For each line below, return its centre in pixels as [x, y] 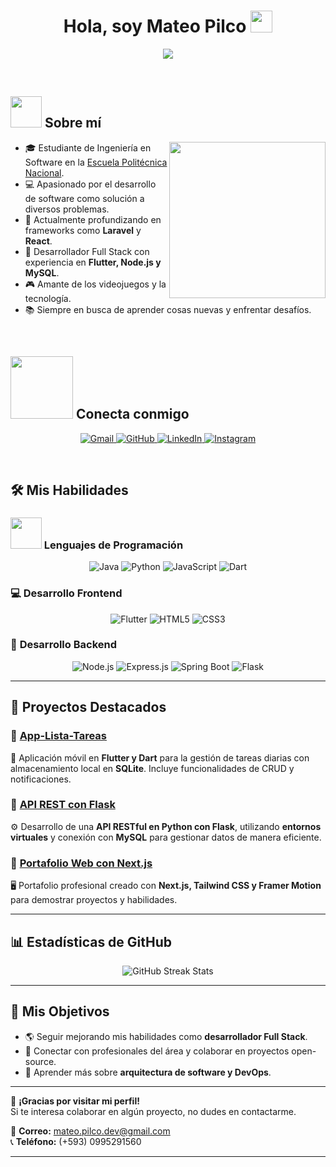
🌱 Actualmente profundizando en [93, 219]
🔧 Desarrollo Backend [64, 645]
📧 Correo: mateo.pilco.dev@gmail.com [90, 1131]
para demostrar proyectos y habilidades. [94, 900]
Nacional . [44, 172]
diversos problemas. [67, 209]
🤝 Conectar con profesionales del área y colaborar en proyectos [157, 1051]
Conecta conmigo [132, 414]
